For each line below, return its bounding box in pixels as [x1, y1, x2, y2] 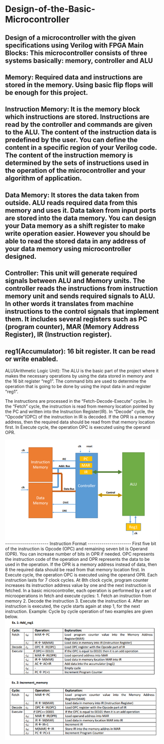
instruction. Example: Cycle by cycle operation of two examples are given [5, 608, 153, 614]
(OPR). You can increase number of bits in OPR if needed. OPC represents [5, 551, 155, 557]
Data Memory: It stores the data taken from [5, 191, 140, 199]
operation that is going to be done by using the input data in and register [5, 383, 151, 389]
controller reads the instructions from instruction [5, 284, 158, 293]
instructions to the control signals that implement [5, 307, 159, 316]
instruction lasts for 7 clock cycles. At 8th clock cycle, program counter [5, 577, 149, 583]
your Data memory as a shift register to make [5, 221, 145, 230]
